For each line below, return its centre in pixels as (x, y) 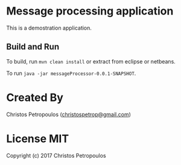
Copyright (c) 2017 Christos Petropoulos (56, 155)
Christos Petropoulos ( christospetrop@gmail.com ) (69, 114)
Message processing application (90, 11)
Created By (35, 97)
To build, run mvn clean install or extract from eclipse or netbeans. (91, 61)
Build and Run (33, 47)
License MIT (38, 139)
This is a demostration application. (49, 28)
